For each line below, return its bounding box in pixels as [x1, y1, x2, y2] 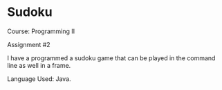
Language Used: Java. [7, 74, 71, 83]
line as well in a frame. [7, 61, 71, 69]
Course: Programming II [7, 27, 75, 35]
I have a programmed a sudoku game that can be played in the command [7, 53, 216, 62]
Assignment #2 [7, 40, 50, 48]
